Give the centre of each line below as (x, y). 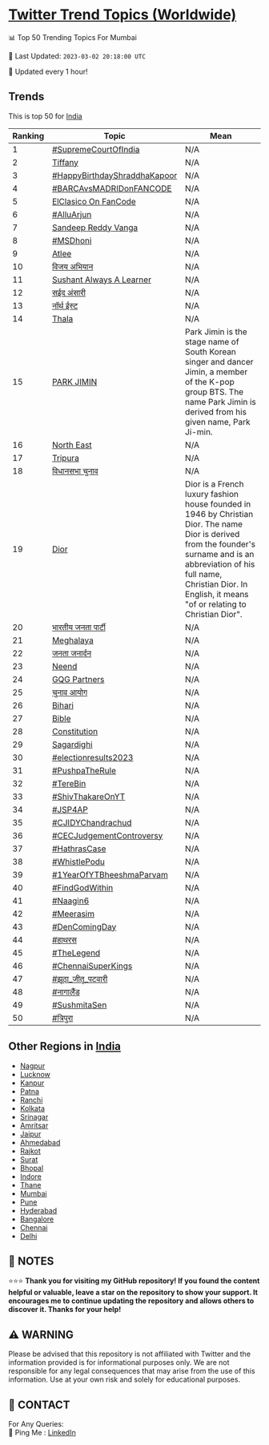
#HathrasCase (79, 849)
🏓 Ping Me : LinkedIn (42, 1433)
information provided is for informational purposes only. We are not (119, 1362)
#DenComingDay (84, 926)
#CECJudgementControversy (107, 835)
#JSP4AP (70, 809)
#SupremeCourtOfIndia (96, 149)
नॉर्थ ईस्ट (65, 305)
